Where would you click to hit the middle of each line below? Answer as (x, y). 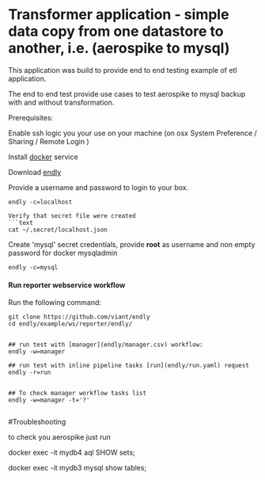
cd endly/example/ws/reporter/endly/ (70, 324)
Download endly (35, 172)
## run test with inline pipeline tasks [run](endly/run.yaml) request (129, 366)
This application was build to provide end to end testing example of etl (123, 70)
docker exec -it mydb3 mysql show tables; (78, 468)
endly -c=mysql (33, 267)
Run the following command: (55, 303)
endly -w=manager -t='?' (49, 400)
